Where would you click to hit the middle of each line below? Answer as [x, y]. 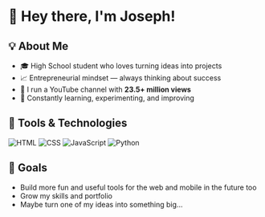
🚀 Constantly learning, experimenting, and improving [107, 98]
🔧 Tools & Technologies [68, 123]
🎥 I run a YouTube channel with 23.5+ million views [105, 89]
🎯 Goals [28, 168]
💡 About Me [39, 46]
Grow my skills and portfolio [66, 195]
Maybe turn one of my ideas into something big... [101, 204]
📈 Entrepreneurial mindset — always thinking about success [120, 78]
